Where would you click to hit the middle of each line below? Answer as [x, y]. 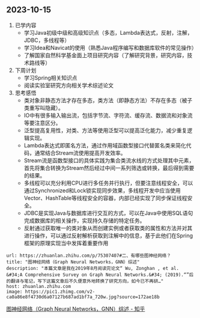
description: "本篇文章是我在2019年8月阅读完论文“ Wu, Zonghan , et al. [92, 268]
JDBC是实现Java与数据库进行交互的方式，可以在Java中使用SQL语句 [108, 213]
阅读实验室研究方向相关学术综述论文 [69, 85]
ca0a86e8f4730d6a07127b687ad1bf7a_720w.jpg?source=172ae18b [83, 297]
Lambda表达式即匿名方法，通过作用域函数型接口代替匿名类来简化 [105, 145]
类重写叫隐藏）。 [44, 108]
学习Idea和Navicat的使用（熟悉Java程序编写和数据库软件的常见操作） [110, 47]
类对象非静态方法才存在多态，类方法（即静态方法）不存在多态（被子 [108, 100]
